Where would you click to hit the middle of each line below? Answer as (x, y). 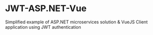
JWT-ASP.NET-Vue (46, 9)
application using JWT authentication (43, 27)
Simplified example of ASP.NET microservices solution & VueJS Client (76, 22)
